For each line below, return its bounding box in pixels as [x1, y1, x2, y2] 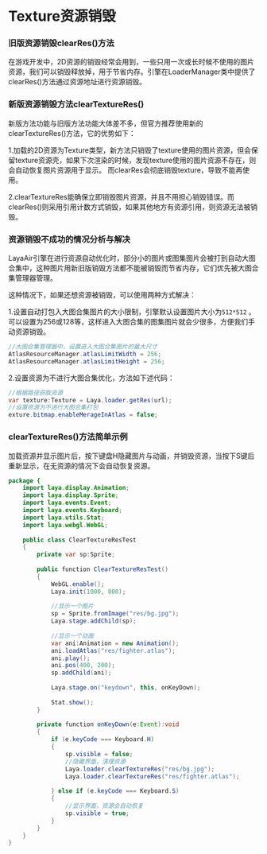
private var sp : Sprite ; [37, 550, 115, 559]
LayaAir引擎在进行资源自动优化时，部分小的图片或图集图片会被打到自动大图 [8, 254, 256, 263]
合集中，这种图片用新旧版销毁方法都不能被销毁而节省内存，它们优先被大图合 [8, 263, 259, 273]
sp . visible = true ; [64, 809, 130, 817]
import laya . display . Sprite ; [22, 491, 119, 499]
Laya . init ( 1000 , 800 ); [50, 588, 126, 596]
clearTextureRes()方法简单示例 [8, 431, 129, 442]
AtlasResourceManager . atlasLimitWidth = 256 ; [8, 350, 161, 358]
